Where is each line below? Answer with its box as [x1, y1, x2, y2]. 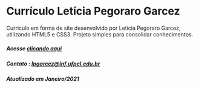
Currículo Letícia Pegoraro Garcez [6, 4, 180, 18]
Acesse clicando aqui [6, 44, 62, 52]
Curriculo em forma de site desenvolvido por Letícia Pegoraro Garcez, [6, 24, 181, 32]
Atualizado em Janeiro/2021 [6, 75, 80, 83]
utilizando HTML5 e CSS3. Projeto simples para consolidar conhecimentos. [6, 30, 194, 38]
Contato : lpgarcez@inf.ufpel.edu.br [6, 59, 100, 67]
